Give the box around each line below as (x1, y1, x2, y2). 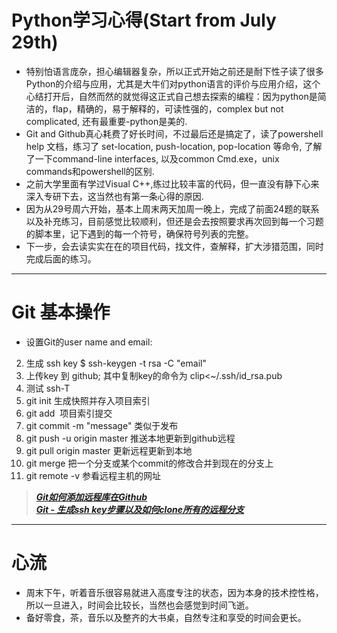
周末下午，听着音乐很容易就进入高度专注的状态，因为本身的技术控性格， (25, 586, 324, 598)
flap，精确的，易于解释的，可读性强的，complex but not (52, 102, 284, 115)
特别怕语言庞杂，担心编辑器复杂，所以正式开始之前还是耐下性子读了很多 (25, 65, 324, 77)
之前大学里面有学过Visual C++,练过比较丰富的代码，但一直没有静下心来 (25, 177, 320, 190)
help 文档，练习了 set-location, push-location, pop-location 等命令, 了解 (25, 140, 323, 152)
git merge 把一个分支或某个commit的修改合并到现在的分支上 (25, 457, 274, 469)
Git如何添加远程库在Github (35, 491, 148, 503)
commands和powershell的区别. (25, 165, 155, 177)
